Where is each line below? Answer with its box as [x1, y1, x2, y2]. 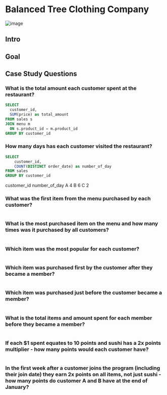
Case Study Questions [5, 69, 77, 78]
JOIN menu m [5, 121, 30, 126]
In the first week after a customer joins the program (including [5, 365, 160, 372]
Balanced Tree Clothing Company [5, 4, 149, 15]
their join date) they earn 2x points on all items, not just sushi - [5, 371, 161, 378]
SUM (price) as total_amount [10, 112, 69, 117]
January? [5, 384, 29, 391]
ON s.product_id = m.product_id [10, 126, 78, 131]
